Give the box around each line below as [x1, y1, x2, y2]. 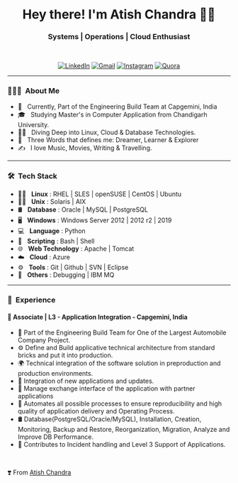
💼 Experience [7, 295, 56, 305]
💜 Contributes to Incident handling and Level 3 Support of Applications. [17, 440, 226, 449]
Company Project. [17, 336, 71, 344]
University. [17, 120, 50, 129]
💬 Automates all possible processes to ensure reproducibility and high [17, 399, 222, 408]
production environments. [17, 369, 93, 378]
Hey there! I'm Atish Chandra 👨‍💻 [22, 6, 216, 23]
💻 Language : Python [17, 227, 86, 235]
